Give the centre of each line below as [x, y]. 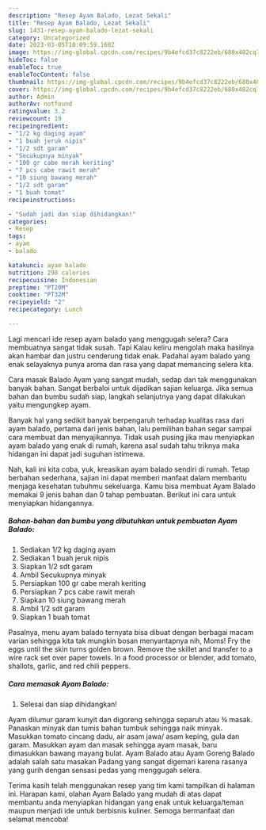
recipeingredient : [38, 126]
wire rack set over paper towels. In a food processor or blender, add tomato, [133, 657]
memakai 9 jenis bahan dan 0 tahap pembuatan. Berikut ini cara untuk [122, 494]
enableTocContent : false [49, 75]
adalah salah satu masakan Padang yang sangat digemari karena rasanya [128, 761]
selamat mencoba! [38, 819]
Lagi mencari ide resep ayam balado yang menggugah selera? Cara [118, 339]
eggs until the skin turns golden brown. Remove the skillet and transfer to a [131, 649]
